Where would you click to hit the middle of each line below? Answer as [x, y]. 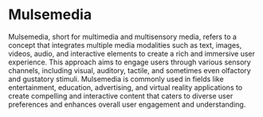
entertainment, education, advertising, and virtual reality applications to [126, 87]
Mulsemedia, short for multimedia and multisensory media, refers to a [123, 37]
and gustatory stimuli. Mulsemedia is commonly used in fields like [116, 79]
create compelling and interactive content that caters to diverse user [121, 96]
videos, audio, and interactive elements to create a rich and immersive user [131, 53]
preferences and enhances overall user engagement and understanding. [127, 104]
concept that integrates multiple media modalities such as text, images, [125, 45]
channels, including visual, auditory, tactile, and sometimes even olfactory [130, 70]
